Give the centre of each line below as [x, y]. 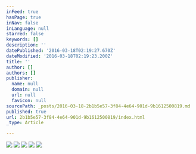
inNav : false [22, 23]
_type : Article [25, 123]
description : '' [26, 45]
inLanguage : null [28, 28]
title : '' [18, 61]
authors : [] [21, 73]
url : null [24, 95]
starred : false [25, 34]
